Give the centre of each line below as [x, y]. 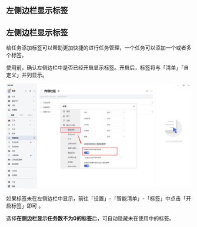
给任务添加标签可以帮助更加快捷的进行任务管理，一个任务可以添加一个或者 [96, 48]
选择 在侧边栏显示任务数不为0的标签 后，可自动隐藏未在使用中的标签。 [90, 218]
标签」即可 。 [27, 206]
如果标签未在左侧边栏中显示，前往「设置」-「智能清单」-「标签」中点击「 [96, 198]
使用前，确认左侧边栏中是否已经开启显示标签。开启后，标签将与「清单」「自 [98, 68]
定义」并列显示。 [27, 75]
